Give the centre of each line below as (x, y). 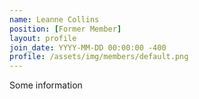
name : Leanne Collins (54, 19)
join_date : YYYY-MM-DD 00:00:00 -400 (88, 47)
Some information (46, 85)
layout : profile (43, 38)
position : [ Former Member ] (65, 29)
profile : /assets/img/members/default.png (99, 57)
